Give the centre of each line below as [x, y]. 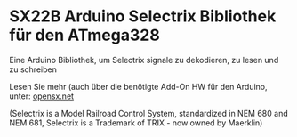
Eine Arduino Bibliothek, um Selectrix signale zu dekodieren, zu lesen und [144, 60]
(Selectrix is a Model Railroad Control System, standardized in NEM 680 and [148, 113]
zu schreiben [33, 69]
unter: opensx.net [41, 96]
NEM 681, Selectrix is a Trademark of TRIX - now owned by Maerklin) [136, 123]
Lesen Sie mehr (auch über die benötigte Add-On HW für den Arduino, [139, 86]
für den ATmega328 [84, 35]
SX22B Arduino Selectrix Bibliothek [143, 16]
